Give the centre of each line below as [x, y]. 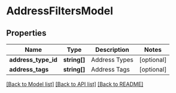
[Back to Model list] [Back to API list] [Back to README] [75, 84]
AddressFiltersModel [60, 11]
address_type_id [34, 60]
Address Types [112, 60]
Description [112, 50]
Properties [26, 33]
